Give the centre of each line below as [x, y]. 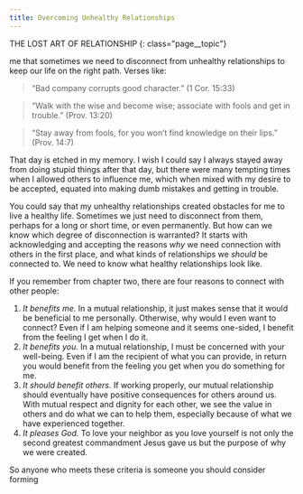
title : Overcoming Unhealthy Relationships [92, 18]
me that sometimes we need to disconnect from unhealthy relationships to [147, 61]
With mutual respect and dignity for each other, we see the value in [147, 404]
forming [24, 479]
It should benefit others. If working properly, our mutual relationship [148, 385]
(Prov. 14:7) [53, 142]
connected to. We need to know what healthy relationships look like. [136, 264]
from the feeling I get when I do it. [85, 337]
